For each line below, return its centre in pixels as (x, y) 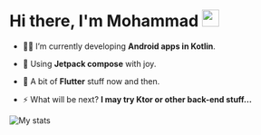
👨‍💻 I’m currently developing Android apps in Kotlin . (119, 46)
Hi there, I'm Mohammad (104, 21)
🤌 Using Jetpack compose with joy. (89, 63)
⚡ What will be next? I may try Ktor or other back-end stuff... (137, 99)
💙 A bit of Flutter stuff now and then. (91, 81)
